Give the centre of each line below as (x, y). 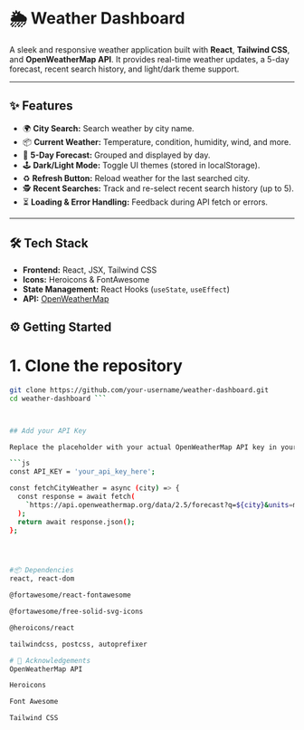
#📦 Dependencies (42, 571)
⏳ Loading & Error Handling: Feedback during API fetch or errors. (145, 202)
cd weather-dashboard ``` (58, 399)
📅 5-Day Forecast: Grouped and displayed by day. (116, 155)
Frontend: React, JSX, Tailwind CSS (90, 270)
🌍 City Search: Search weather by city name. (108, 128)
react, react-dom (42, 579)
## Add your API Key (48, 431)
